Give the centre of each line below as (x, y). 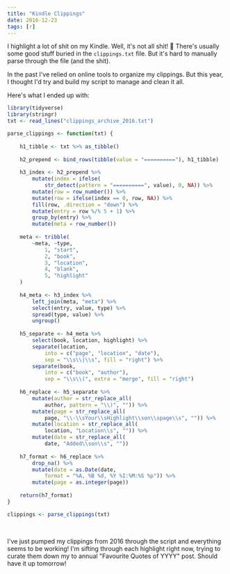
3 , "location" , (66, 263)
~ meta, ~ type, (52, 243)
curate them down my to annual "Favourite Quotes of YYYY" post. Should (112, 556)
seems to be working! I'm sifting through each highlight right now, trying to (114, 548)
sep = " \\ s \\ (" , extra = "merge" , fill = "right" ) (119, 379)
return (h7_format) (46, 495)
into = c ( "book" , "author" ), (87, 372)
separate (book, (54, 366)
